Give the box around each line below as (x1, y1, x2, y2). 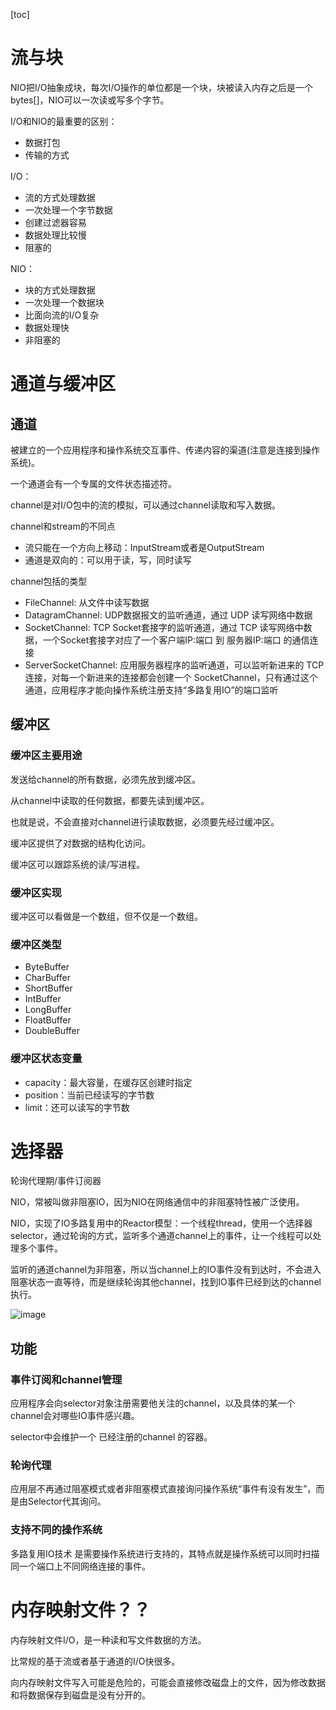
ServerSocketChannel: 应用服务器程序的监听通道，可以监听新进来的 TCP (24, 659, 325, 671)
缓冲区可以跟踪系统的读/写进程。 (10, 858, 146, 870)
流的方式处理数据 (24, 191, 96, 203)
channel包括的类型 (10, 575, 88, 587)
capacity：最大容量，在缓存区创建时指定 (24, 1076, 193, 1088)
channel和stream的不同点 (10, 520, 116, 532)
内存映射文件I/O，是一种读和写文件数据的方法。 (10, 1634, 207, 1646)
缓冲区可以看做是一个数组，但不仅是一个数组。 (10, 910, 203, 922)
